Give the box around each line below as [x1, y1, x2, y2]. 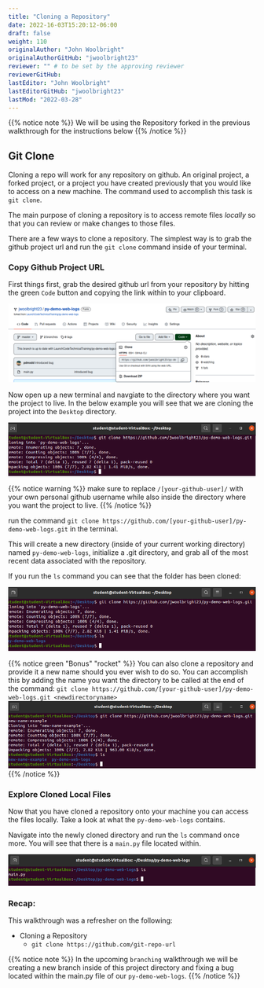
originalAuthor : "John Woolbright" [8, 46, 125, 54]
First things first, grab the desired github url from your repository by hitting [8, 280, 250, 289]
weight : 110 [8, 38, 47, 46]
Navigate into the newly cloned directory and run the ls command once [8, 830, 240, 840]
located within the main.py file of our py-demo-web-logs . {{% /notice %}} [8, 971, 241, 981]
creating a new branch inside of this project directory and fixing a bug [8, 963, 234, 972]
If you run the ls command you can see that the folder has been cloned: [8, 571, 241, 581]
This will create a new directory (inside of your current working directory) [8, 539, 246, 549]
